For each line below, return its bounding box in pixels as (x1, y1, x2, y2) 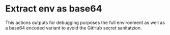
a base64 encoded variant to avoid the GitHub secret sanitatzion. (5, 24, 142, 30)
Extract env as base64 (5, 3, 102, 14)
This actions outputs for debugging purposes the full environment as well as (5, 19, 165, 25)
